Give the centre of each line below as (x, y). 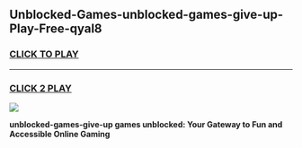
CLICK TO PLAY (44, 55)
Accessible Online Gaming (60, 134)
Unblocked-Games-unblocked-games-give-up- (147, 15)
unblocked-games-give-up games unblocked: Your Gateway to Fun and (146, 124)
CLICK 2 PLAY (40, 88)
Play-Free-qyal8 (56, 29)
